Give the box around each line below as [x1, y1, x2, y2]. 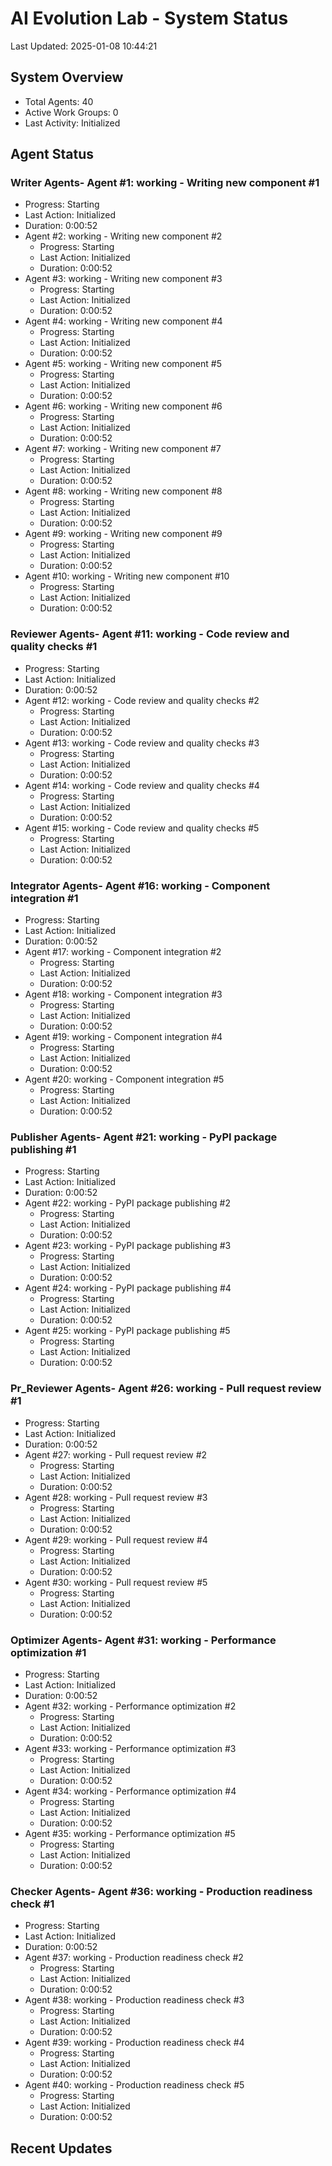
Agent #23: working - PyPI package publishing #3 [24, 1240, 232, 1252]
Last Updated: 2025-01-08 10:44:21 [10, 40, 158, 52]
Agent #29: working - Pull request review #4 [24, 1533, 208, 1546]
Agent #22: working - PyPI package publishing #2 [24, 1197, 232, 1209]
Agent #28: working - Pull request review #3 [24, 1491, 208, 1503]
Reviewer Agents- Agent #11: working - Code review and [10, 627, 290, 641]
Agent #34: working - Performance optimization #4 [24, 1785, 237, 1797]
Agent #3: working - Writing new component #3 [24, 273, 223, 285]
